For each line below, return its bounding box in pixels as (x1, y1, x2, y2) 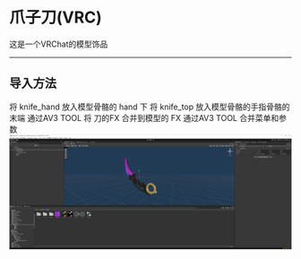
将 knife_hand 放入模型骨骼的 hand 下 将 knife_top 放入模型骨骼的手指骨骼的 (9, 101, 290, 112)
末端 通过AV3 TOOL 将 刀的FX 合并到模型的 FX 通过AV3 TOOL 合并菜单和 (9, 112, 279, 123)
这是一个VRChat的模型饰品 (9, 39, 108, 49)
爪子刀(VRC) (9, 7, 103, 28)
